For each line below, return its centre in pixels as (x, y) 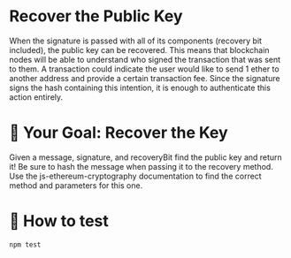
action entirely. (36, 97)
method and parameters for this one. (76, 185)
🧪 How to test (59, 221)
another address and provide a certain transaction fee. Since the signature (145, 78)
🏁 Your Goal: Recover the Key (119, 133)
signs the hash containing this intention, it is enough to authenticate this (140, 87)
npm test (25, 245)
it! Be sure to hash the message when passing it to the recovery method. (142, 166)
